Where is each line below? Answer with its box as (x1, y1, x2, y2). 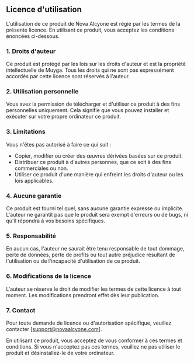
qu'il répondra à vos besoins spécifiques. (6, 217, 105, 224)
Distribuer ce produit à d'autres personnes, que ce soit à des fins (14, 158, 171, 165)
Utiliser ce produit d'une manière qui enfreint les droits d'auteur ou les (14, 170, 183, 177)
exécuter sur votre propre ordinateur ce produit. (6, 113, 122, 120)
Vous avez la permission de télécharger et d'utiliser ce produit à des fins (6, 100, 180, 107)
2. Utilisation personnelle (6, 88, 79, 96)
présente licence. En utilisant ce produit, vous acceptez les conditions (6, 26, 174, 33)
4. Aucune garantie (6, 192, 62, 200)
